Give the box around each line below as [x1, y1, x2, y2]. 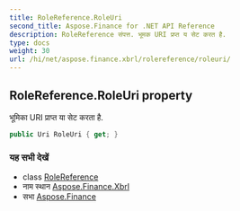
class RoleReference [22, 171, 99, 182]
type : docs [9, 38, 50, 48]
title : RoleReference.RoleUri [9, 13, 123, 22]
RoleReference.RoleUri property [9, 88, 193, 103]
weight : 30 [9, 47, 50, 56]
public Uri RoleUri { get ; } [9, 129, 119, 139]
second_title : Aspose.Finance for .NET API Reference [9, 22, 216, 31]
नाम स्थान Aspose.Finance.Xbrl [22, 180, 130, 191]
